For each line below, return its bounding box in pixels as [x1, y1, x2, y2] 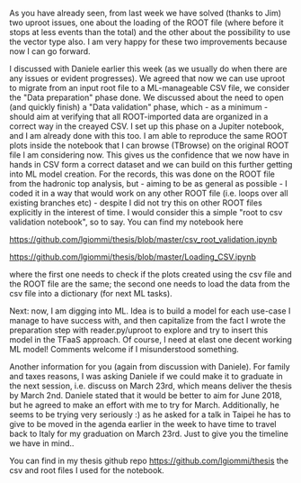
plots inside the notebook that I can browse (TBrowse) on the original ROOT [9, 140, 289, 150]
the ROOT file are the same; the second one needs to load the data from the [9, 278, 290, 289]
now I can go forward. [9, 46, 92, 57]
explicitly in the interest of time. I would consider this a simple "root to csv [9, 207, 283, 217]
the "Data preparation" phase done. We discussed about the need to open [9, 92, 285, 103]
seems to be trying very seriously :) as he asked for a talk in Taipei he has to [9, 409, 291, 420]
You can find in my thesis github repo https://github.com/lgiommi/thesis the [9, 455, 289, 466]
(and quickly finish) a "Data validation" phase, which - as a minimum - [9, 102, 269, 112]
